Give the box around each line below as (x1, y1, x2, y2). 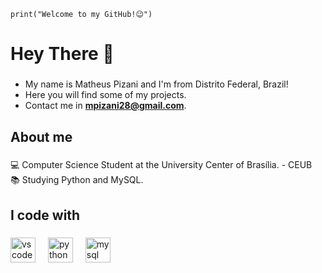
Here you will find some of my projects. (24, 89, 187, 101)
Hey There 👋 (10, 43, 115, 65)
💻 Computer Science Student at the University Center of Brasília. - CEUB (10, 159, 313, 171)
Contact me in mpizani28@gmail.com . (24, 100, 187, 112)
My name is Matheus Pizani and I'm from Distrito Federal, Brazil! (24, 78, 289, 90)
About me (10, 128, 73, 145)
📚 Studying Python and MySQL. (10, 174, 144, 186)
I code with (10, 206, 81, 224)
